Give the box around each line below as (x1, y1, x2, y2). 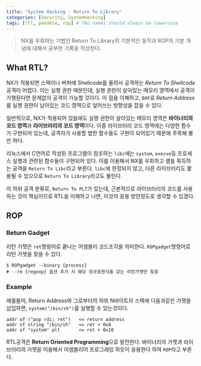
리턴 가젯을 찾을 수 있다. (6, 250, 62, 257)
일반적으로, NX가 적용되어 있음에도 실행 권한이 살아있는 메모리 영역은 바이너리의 (6, 115, 193, 122)
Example (6, 282, 32, 291)
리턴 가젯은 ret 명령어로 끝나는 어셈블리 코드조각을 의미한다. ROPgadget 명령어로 (6, 243, 191, 250)
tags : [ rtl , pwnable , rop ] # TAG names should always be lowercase (6, 20, 179, 26)
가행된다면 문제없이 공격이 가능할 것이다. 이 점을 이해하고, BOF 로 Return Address (6, 94, 195, 102)
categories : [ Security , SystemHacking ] (6, 14, 106, 20)
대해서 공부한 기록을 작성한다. (32, 44, 101, 52)
